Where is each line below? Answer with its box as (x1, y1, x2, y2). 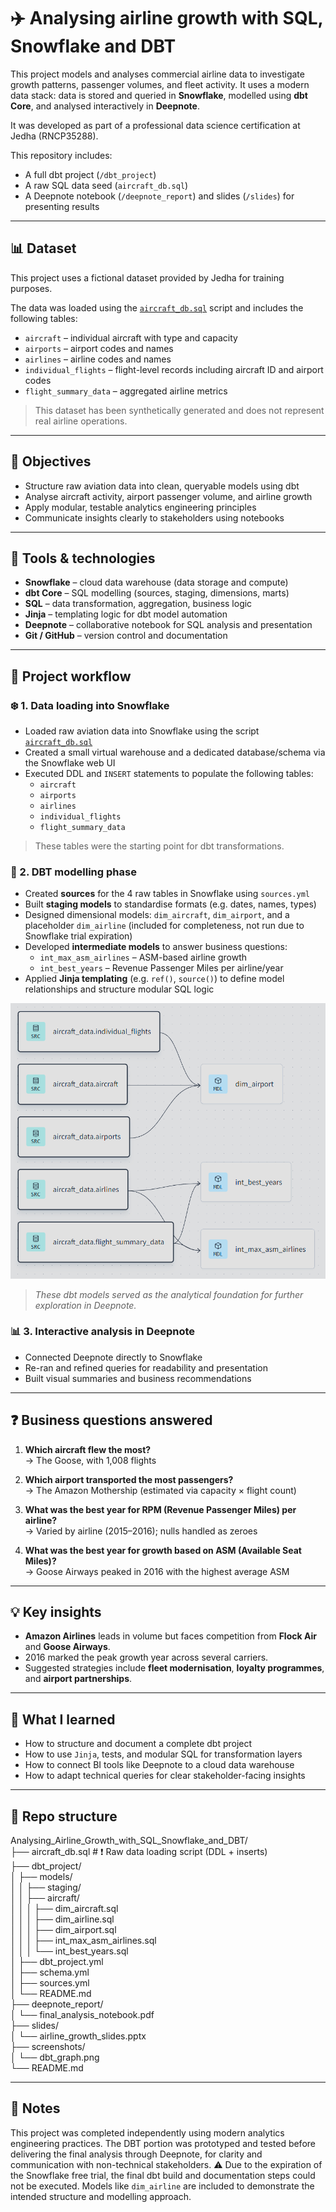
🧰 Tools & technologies (10, 550, 156, 567)
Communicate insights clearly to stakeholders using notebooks (24, 511, 285, 524)
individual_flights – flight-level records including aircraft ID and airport (24, 363, 324, 375)
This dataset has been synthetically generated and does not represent (34, 404, 325, 416)
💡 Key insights (10, 1604, 102, 1621)
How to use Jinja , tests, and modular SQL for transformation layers (24, 1748, 303, 1760)
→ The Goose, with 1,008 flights (24, 1454, 157, 1466)
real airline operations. (34, 415, 128, 427)
